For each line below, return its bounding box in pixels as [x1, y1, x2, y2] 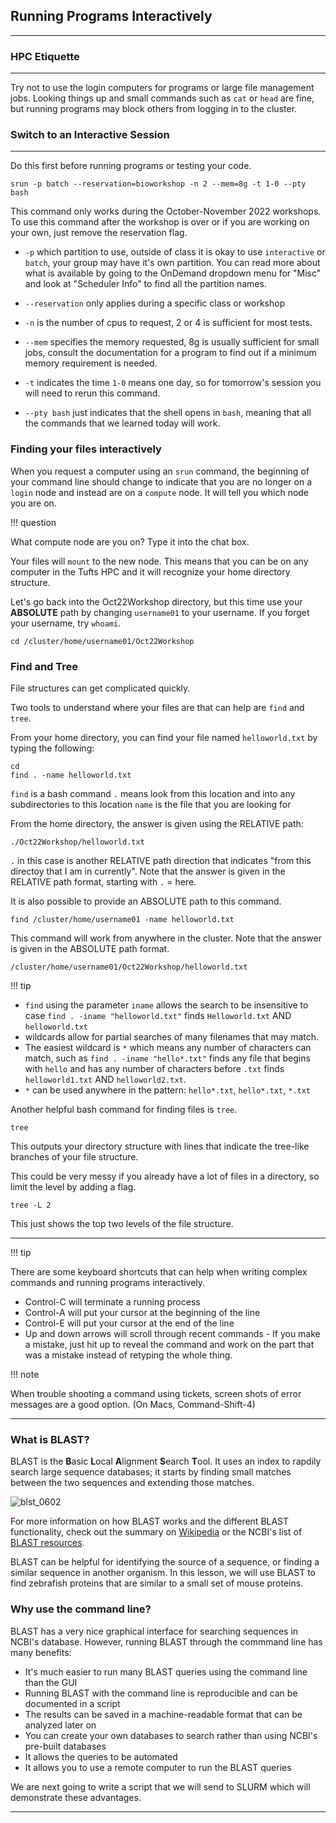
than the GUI [24, 1676, 78, 1688]
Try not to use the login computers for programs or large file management [10, 82, 315, 94]
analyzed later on [24, 1719, 97, 1731]
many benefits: [10, 1646, 72, 1658]
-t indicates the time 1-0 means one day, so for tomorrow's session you [24, 377, 322, 389]
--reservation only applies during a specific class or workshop [24, 297, 286, 309]
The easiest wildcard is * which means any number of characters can [24, 1042, 312, 1053]
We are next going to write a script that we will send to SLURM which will [10, 1780, 311, 1793]
